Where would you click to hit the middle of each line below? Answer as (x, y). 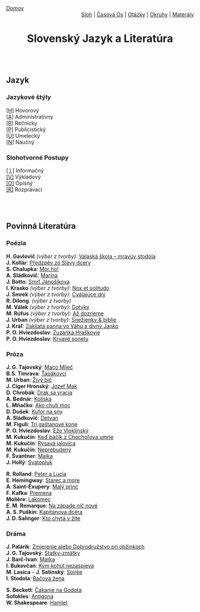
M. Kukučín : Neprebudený (39, 450)
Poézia (16, 243)
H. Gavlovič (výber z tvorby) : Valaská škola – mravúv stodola (81, 256)
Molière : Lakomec (29, 499)
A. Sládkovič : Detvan (32, 418)
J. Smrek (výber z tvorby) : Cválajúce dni (56, 294)
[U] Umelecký (23, 136)
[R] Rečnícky (22, 123)
